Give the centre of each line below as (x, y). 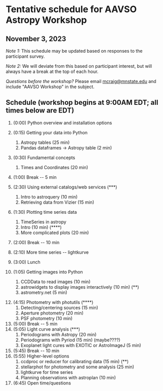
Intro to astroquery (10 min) (49, 197)
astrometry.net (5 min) (44, 292)
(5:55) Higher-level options (41, 356)
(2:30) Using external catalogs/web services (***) (65, 187)
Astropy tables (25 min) (45, 142)
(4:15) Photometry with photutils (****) (53, 302)
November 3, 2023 (36, 39)
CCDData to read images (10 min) (55, 282)
